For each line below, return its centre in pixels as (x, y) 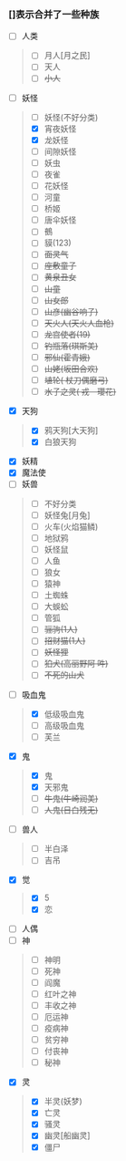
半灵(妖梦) (63, 1102)
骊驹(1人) (61, 629)
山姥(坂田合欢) (71, 368)
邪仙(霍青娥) (67, 357)
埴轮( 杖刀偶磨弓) (76, 380)
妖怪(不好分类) (71, 117)
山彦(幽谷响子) (71, 311)
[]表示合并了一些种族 (54, 14)
